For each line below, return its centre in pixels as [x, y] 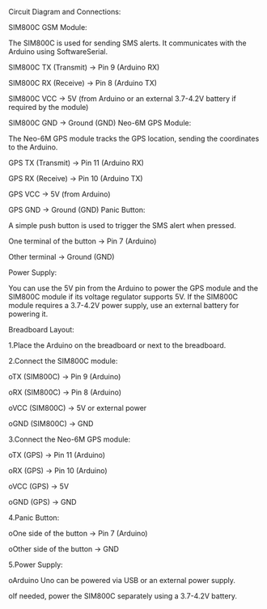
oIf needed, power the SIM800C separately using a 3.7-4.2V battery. [123, 596]
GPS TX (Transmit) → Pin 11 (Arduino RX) [76, 163]
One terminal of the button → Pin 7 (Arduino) [83, 241]
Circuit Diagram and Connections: [65, 12]
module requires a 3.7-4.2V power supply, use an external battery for [124, 305]
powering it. [28, 314]
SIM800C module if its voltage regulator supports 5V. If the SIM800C [123, 297]
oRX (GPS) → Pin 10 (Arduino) [58, 471]
